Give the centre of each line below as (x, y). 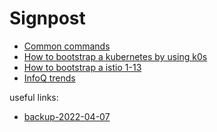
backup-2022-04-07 (67, 116)
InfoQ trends (49, 78)
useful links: (34, 97)
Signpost (47, 18)
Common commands (67, 46)
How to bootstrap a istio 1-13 (82, 67)
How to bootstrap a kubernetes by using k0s (115, 56)
